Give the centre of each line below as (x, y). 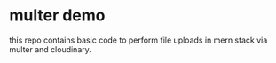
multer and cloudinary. (50, 49)
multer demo (57, 16)
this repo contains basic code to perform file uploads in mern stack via (138, 40)
